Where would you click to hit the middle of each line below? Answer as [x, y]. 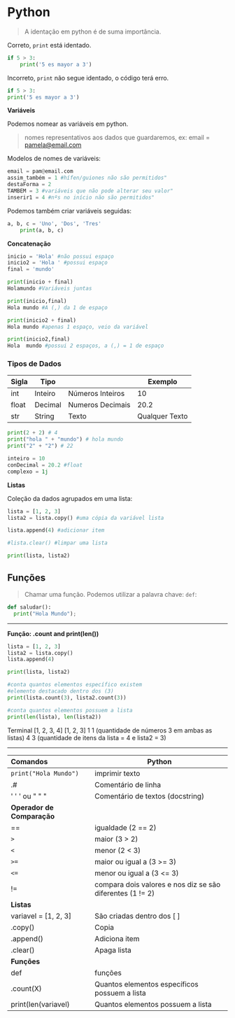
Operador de [32, 807]
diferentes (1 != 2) [124, 893]
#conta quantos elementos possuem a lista [70, 710]
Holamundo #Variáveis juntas [50, 289]
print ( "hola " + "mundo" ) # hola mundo [65, 439]
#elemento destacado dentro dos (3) [60, 691]
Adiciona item [117, 938]
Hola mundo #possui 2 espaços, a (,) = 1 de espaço [86, 346]
